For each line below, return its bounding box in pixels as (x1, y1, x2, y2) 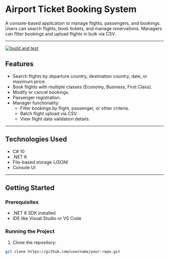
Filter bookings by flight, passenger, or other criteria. (20, 105, 129, 111)
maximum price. (12, 78, 46, 84)
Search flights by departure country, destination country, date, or (12, 73, 147, 79)
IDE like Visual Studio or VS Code (12, 215, 81, 221)
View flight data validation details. (20, 115, 91, 121)
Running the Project (5, 228, 55, 235)
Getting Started (5, 183, 55, 192)
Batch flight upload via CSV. (20, 110, 78, 116)
